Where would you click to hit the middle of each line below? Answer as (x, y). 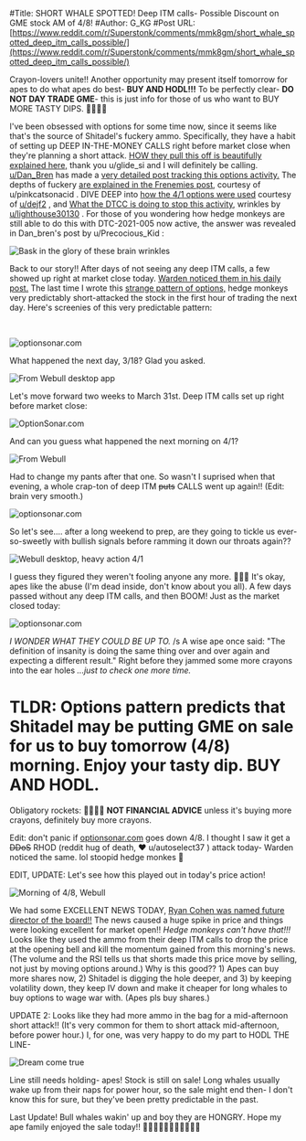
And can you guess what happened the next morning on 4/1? (124, 441)
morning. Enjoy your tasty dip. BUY (145, 766)
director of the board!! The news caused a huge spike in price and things (147, 920)
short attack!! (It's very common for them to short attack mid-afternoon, (145, 1025)
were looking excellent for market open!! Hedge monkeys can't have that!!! (150, 929)
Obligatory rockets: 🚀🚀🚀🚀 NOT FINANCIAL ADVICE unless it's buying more (151, 810)
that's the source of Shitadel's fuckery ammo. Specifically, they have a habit (153, 136)
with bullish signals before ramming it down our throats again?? (172, 541)
